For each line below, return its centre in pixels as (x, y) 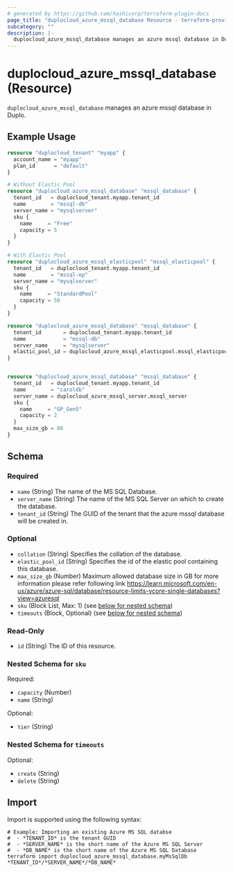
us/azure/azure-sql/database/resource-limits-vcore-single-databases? (119, 591)
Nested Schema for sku (47, 664)
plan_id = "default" (51, 166)
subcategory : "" (31, 26)
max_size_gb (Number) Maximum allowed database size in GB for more (118, 576)
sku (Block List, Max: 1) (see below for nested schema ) (95, 605)
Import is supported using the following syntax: (75, 819)
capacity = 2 (38, 416)
